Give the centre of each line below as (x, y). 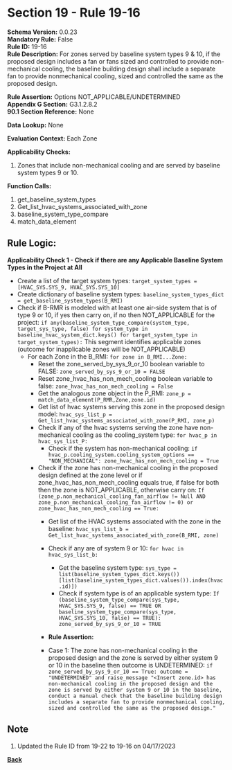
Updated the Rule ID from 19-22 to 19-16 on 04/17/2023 (96, 746)
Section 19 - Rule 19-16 (74, 13)
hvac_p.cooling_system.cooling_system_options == (121, 455)
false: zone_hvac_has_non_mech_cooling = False (106, 386)
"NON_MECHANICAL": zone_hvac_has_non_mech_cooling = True (134, 461)
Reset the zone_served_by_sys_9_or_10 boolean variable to (121, 364)
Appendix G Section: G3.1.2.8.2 (53, 104)
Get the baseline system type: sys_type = (117, 567)
